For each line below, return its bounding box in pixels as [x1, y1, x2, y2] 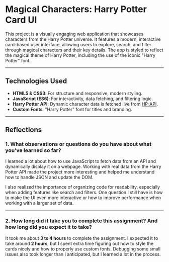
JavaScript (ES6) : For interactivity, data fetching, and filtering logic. [12, 96, 153, 102]
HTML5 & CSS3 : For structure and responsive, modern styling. [12, 90, 142, 96]
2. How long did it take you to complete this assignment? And [5, 217, 158, 224]
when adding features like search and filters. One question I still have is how [5, 190, 163, 196]
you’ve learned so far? [5, 147, 61, 154]
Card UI [5, 14, 37, 26]
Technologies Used [5, 77, 67, 85]
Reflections [5, 126, 42, 134]
